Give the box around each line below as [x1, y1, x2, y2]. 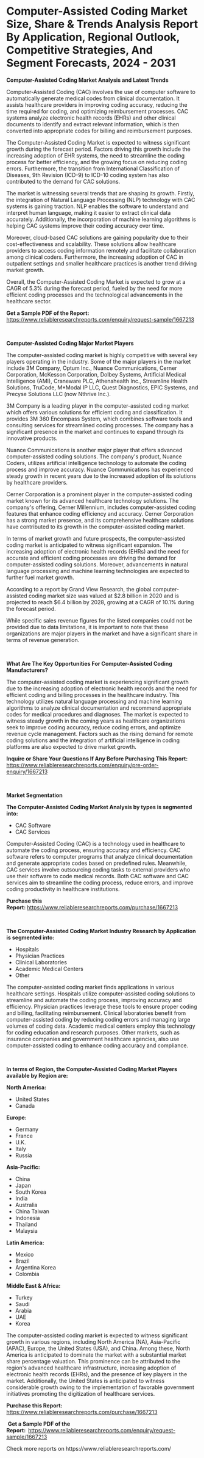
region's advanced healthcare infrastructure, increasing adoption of [6, 1364, 177, 1371]
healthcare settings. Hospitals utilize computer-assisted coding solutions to [6, 990, 195, 997]
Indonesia [15, 1214, 40, 1221]
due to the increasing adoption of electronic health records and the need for [6, 685, 197, 692]
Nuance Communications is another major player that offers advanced [6, 446, 183, 453]
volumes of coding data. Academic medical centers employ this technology [6, 1022, 195, 1030]
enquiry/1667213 [6, 768, 48, 775]
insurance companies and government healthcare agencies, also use [6, 1035, 180, 1042]
